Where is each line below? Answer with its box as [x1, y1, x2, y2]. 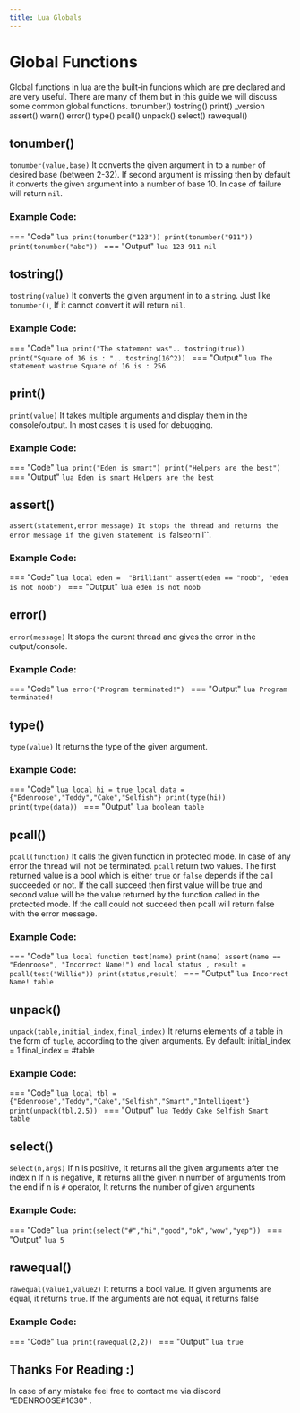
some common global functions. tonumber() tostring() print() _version [9, 100, 266, 111]
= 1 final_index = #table [9, 1045, 96, 1056]
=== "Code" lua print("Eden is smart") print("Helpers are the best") [9, 462, 281, 472]
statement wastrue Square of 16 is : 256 [9, 361, 167, 370]
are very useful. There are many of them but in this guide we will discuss [9, 91, 278, 101]
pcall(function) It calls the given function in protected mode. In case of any [9, 851, 291, 862]
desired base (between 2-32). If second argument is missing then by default [9, 169, 291, 180]
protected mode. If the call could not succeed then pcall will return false [9, 898, 275, 910]
